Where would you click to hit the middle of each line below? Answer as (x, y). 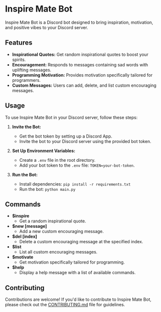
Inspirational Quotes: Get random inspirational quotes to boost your (80, 54)
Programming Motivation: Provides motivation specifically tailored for (82, 75)
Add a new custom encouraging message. (62, 232)
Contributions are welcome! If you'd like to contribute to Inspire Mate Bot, (78, 299)
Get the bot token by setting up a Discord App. (66, 136)
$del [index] (24, 236)
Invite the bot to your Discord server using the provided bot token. (85, 141)
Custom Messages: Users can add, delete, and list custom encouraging (84, 85)
